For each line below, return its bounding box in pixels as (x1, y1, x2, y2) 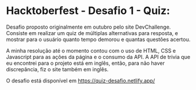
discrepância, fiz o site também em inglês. (6, 65, 109, 72)
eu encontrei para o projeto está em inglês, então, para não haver (6, 60, 165, 67)
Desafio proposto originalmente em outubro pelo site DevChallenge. (6, 23, 171, 30)
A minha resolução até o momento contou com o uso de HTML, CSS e (6, 47, 177, 54)
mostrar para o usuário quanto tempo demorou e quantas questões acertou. (6, 36, 191, 43)
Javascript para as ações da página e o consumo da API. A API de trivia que (6, 53, 191, 60)
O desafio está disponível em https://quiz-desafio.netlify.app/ (6, 77, 155, 84)
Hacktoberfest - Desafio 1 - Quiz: (6, 4, 171, 18)
